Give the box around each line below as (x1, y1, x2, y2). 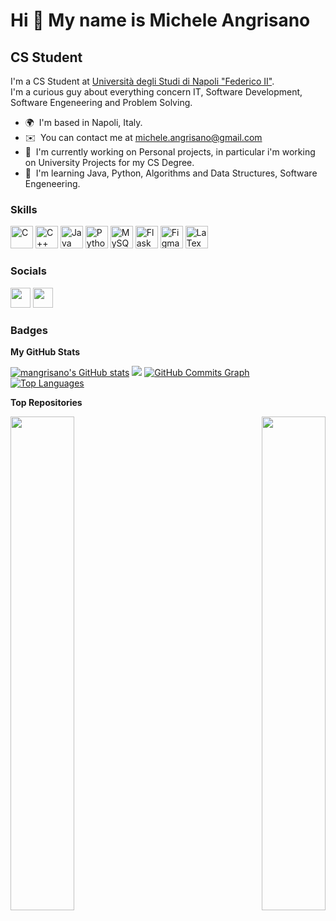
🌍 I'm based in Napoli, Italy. (24, 117, 143, 128)
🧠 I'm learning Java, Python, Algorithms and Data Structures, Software (24, 167, 318, 179)
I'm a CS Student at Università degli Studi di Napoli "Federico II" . (10, 75, 275, 87)
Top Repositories (10, 396, 83, 408)
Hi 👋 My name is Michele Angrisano (10, 9, 311, 32)
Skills (10, 202, 38, 216)
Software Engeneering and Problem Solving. (10, 97, 193, 108)
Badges (10, 323, 48, 337)
